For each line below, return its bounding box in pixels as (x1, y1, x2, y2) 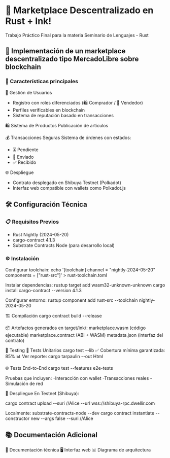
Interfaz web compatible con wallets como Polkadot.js (12, 185, 126, 191)
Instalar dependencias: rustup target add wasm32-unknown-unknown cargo (5, 281, 165, 288)
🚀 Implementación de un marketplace (5, 47, 126, 55)
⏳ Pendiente (12, 147, 39, 153)
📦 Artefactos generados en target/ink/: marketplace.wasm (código (5, 325, 146, 331)
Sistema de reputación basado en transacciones (12, 112, 114, 118)
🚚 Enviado (12, 154, 34, 160)
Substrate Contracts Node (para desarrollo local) (12, 242, 115, 249)
